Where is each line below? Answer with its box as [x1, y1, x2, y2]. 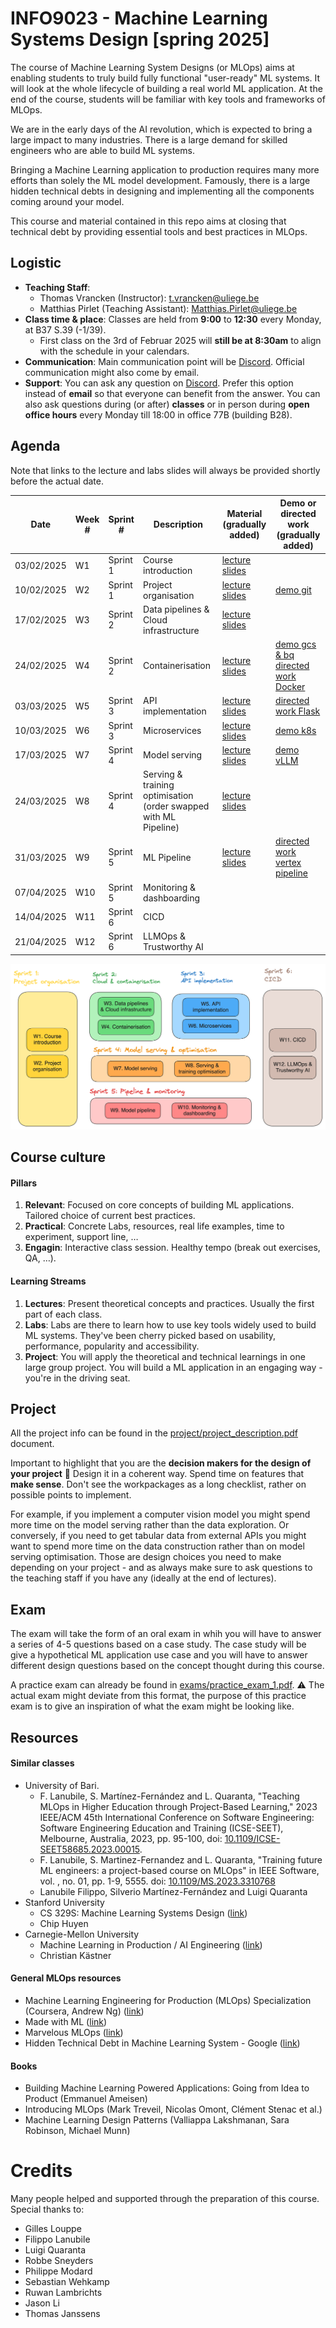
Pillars [10, 1177, 38, 1189]
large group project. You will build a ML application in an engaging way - [24, 1361, 323, 1373]
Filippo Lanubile [24, 2233, 91, 2246]
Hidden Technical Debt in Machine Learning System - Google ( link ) [24, 2037, 301, 2049]
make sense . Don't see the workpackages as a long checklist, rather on [10, 1478, 307, 1491]
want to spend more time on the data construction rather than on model [10, 1540, 305, 1552]
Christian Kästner [39, 1949, 112, 1961]
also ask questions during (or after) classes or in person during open [24, 398, 310, 410]
